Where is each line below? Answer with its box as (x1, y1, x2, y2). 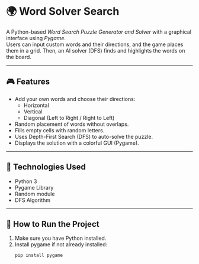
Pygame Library (14, 184, 54, 191)
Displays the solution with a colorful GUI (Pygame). (14, 139, 139, 146)
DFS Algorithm (14, 196, 51, 204)
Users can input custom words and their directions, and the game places (6, 41, 184, 48)
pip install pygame (14, 252, 63, 259)
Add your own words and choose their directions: (14, 95, 136, 102)
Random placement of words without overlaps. (14, 120, 129, 128)
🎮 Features (6, 77, 50, 87)
